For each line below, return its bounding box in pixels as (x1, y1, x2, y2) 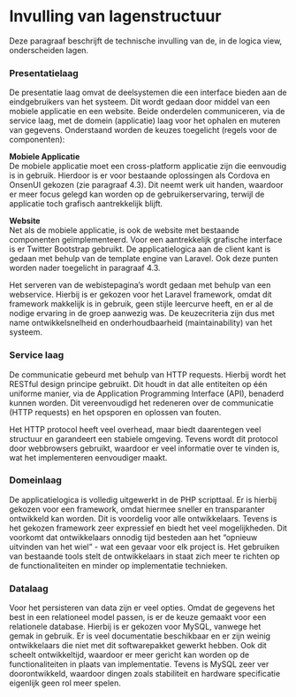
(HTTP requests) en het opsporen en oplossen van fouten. (9, 407, 222, 417)
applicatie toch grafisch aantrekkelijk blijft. (9, 198, 163, 209)
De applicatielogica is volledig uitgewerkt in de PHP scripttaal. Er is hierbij (9, 494, 277, 505)
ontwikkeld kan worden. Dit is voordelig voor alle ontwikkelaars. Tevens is (9, 513, 277, 523)
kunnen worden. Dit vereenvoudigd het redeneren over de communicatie (9, 397, 274, 408)
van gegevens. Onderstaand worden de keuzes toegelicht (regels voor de (9, 125, 277, 136)
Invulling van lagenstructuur (9, 6, 222, 27)
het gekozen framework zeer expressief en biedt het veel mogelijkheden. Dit (9, 523, 287, 533)
